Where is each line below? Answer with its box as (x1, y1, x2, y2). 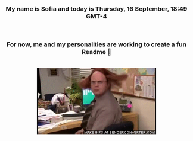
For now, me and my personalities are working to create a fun (6, 40, 187, 49)
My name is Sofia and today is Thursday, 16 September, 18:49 (5, 5, 188, 13)
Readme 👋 (82, 48, 111, 56)
